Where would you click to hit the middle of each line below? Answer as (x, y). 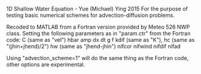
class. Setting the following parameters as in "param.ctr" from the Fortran (98, 33)
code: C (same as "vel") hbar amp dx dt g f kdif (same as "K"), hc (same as (100, 40)
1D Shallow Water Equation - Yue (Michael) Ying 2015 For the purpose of (97, 9)
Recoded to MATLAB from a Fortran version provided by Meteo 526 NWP (98, 27)
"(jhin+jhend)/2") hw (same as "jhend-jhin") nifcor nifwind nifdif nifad (93, 46)
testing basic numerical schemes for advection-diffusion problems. (90, 15)
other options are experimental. (46, 64)
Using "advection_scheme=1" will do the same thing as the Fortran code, (97, 58)
